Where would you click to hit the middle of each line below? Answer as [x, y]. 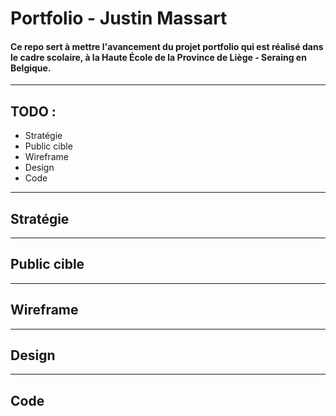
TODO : [33, 111]
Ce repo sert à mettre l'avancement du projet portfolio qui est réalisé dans [167, 46]
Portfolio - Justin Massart [119, 18]
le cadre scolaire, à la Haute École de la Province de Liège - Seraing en [158, 57]
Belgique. [31, 68]
